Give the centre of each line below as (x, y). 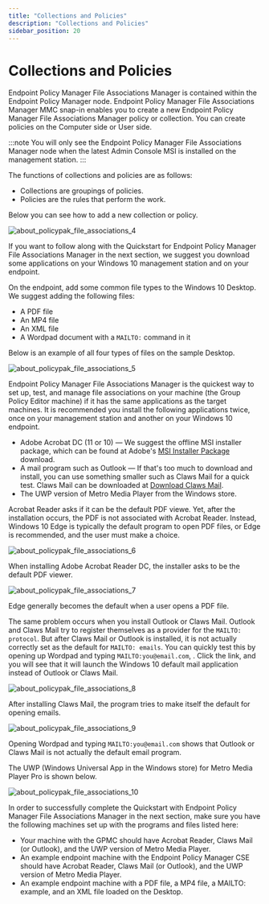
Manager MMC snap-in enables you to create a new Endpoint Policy (121, 110)
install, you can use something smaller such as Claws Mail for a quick (134, 477)
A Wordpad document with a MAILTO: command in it (105, 337)
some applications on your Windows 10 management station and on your (128, 263)
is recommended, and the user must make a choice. (94, 535)
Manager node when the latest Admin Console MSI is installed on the (122, 151)
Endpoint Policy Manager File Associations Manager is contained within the (132, 93)
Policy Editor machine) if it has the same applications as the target (118, 401)
